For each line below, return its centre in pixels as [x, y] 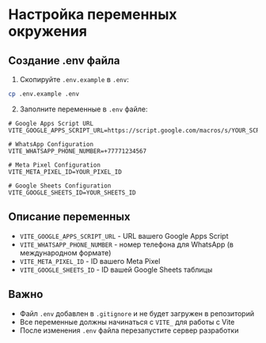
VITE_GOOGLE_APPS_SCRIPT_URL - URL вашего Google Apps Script [124, 236]
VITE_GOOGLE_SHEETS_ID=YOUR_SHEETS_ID [72, 192]
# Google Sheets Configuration [60, 186]
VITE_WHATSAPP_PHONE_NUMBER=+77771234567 [78, 151]
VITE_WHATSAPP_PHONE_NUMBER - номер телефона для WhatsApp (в [126, 244]
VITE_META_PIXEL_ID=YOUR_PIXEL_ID [65, 171]
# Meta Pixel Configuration [55, 165]
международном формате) [65, 253]
